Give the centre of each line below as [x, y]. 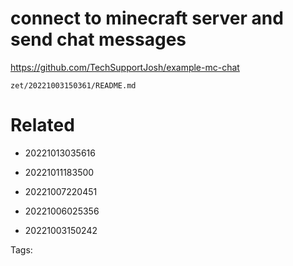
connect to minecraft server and [147, 18]
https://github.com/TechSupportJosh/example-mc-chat [125, 67]
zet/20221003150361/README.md [73, 85]
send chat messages [98, 39]
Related [42, 125]
